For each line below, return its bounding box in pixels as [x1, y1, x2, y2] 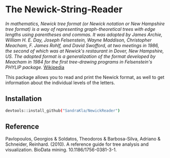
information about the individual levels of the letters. [5, 80, 115, 86]
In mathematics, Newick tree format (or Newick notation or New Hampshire [5, 21, 165, 27]
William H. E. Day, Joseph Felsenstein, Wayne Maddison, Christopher [5, 37, 152, 43]
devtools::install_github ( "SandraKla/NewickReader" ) [5, 108, 120, 113]
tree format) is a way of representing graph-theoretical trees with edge [5, 26, 156, 32]
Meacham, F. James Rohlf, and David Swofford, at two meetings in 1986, [5, 42, 160, 48]
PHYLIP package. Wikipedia [5, 64, 65, 70]
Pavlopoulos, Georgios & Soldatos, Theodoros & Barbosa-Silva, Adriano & [5, 136, 161, 142]
